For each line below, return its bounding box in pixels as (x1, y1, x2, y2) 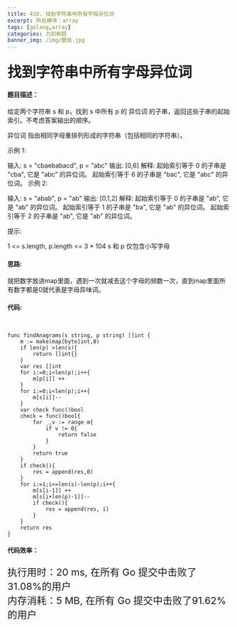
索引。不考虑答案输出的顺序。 (7, 116, 94, 125)
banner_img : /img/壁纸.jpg (7, 37, 85, 44)
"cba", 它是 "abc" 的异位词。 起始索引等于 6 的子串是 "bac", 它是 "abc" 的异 (7, 170, 228, 179)
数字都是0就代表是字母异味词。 (13, 285, 105, 294)
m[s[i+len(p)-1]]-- (33, 493, 91, 500)
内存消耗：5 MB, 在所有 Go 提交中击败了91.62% (7, 594, 227, 607)
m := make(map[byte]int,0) (20, 338, 100, 345)
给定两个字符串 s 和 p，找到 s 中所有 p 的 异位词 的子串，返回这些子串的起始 (7, 107, 231, 116)
